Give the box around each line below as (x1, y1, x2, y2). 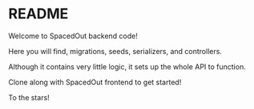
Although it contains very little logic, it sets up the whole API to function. (8, 61, 246, 72)
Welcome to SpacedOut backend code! (8, 31, 138, 41)
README (8, 5, 69, 23)
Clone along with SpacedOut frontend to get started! (8, 77, 182, 87)
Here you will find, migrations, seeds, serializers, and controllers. (8, 46, 223, 56)
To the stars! (8, 92, 50, 102)
